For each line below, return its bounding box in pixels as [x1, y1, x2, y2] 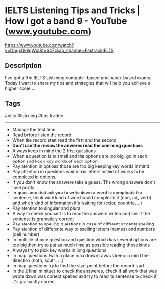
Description [5, 62, 42, 70]
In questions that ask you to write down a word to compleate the [12, 190, 142, 195]
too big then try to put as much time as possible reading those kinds [12, 242, 150, 248]
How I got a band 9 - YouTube [5, 15, 127, 27]
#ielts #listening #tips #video [5, 112, 64, 118]
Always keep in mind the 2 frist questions [12, 148, 96, 154]
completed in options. [12, 174, 56, 180]
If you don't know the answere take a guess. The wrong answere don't [12, 179, 156, 185]
